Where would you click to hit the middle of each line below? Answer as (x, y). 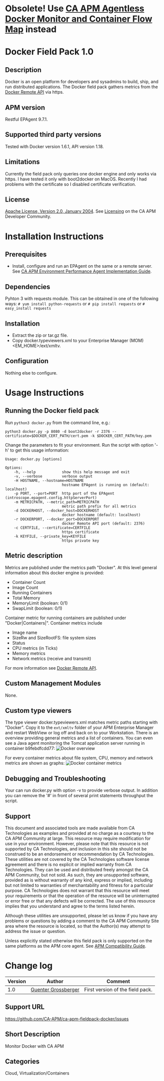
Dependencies (28, 287)
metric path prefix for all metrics (99, 506)
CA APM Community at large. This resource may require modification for (78, 838)
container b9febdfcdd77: (30, 749)
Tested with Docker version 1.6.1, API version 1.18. (54, 146)
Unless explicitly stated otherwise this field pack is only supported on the (79, 941)
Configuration (27, 361)
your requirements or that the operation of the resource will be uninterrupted (82, 896)
